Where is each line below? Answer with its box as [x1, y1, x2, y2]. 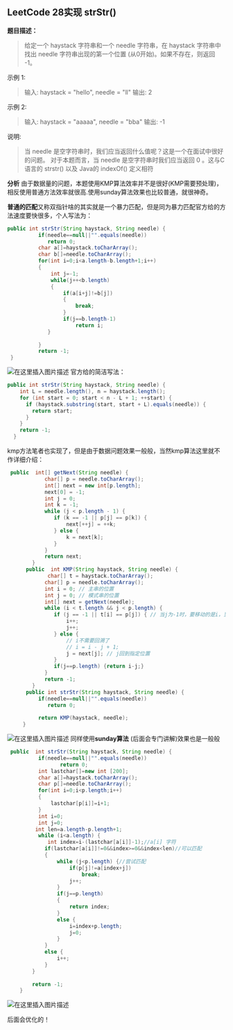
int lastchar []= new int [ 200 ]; [37, 767, 129, 774]
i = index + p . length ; [69, 922, 123, 929]
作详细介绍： [7, 456, 44, 464]
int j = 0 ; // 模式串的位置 [44, 592, 119, 599]
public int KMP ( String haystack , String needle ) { [25, 566, 178, 573]
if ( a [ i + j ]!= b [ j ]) [62, 290, 113, 297]
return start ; [32, 407, 73, 415]
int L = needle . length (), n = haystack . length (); [19, 388, 166, 395]
